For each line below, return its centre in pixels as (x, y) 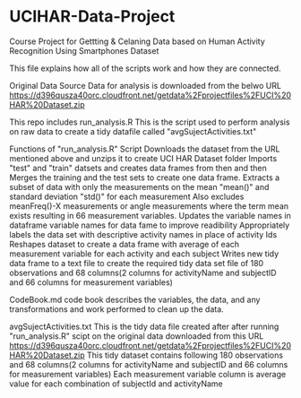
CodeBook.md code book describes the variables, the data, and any (135, 299)
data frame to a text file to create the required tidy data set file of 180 (137, 263)
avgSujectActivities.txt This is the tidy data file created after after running (144, 326)
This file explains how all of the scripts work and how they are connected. (145, 68)
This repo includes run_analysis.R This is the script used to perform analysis (150, 122)
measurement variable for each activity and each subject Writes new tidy (144, 254)
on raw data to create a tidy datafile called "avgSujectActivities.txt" (133, 131)
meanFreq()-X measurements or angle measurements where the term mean (149, 206)
